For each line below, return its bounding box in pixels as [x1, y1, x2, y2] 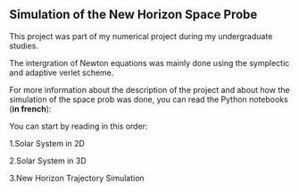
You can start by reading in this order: [9, 121, 148, 131]
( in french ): [9, 103, 52, 114]
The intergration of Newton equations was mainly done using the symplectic [9, 57, 290, 68]
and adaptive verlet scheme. [9, 67, 114, 78]
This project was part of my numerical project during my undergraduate [9, 30, 273, 41]
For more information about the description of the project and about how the [9, 84, 290, 95]
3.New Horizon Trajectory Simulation [9, 172, 145, 183]
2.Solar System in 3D [9, 155, 87, 166]
